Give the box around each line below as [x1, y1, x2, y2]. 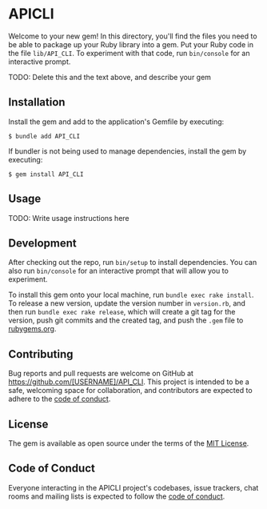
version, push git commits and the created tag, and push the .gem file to [8, 315, 244, 325]
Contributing [8, 347, 74, 361]
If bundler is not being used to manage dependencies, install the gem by [8, 146, 247, 156]
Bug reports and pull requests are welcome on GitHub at [8, 369, 194, 379]
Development [8, 236, 78, 250]
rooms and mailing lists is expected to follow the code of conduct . [8, 491, 225, 501]
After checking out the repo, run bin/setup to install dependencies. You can [8, 258, 257, 267]
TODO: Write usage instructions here [8, 213, 130, 222]
